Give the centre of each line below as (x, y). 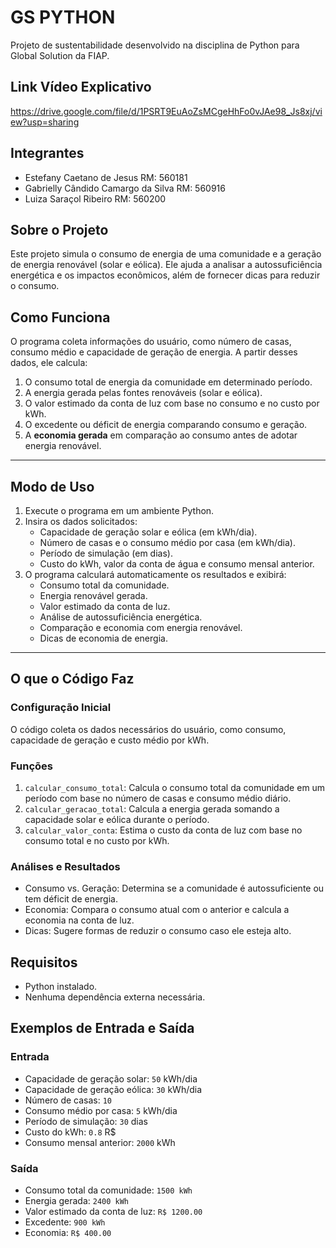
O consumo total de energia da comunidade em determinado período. (168, 382)
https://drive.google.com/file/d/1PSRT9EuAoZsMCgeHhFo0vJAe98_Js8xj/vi (166, 111)
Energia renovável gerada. (93, 595)
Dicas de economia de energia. (103, 638)
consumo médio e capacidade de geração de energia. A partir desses (154, 352)
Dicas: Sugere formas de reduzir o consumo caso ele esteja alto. (158, 931)
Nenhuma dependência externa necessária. (115, 997)
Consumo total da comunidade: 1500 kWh (108, 1190)
